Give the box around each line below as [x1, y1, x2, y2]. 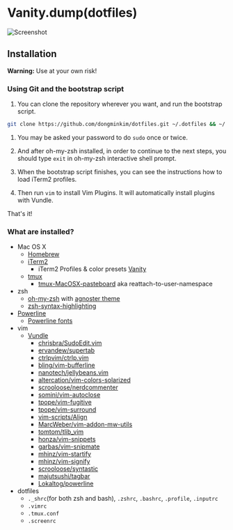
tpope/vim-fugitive [38, 398, 92, 407]
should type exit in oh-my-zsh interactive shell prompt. [17, 154, 177, 162]
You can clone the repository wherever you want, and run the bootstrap [17, 100, 223, 109]
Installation [7, 48, 57, 60]
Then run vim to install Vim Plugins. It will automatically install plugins [17, 188, 216, 196]
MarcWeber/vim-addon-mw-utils [38, 420, 133, 429]
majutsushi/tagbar [38, 472, 90, 481]
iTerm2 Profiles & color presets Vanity [38, 265, 147, 273]
